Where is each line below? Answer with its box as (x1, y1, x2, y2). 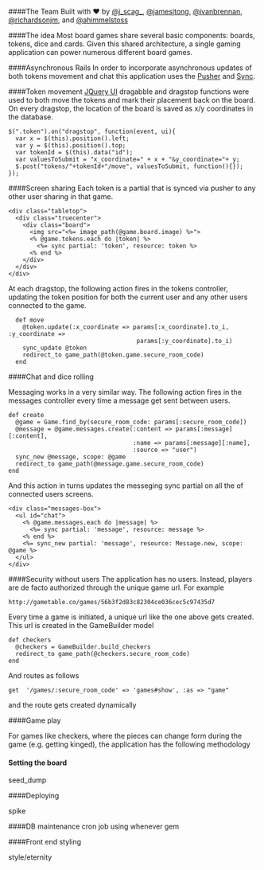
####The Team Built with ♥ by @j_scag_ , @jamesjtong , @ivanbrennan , (8, 7, 243, 16)
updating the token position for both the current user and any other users (8, 292, 248, 302)
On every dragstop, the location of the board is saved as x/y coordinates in (8, 103, 254, 113)
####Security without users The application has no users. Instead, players (8, 575, 253, 583)
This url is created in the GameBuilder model (8, 621, 154, 630)
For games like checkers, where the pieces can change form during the (8, 732, 243, 740)
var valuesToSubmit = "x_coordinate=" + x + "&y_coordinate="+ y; (15, 155, 240, 163)
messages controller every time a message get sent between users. (8, 396, 231, 405)
